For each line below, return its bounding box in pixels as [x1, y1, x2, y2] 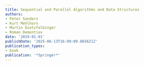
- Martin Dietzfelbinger [5, 25, 56, 30]
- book [5, 48, 19, 53]
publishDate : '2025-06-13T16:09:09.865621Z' [5, 39, 98, 44]
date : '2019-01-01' [5, 35, 45, 40]
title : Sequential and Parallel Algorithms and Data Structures [5, 7, 140, 12]
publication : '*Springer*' [5, 52, 60, 58]
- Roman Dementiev [5, 30, 43, 35]
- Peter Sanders [5, 16, 38, 21]
